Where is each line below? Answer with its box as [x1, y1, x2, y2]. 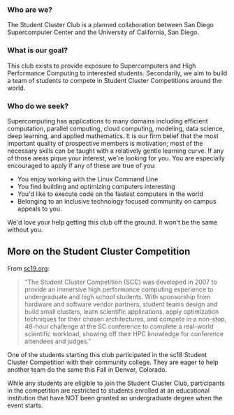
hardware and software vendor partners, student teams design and [24, 300, 218, 308]
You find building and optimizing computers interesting [17, 182, 176, 190]
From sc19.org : [7, 264, 50, 273]
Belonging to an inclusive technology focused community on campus [17, 197, 217, 205]
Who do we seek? [7, 101, 68, 111]
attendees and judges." [24, 337, 92, 345]
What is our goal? [7, 45, 68, 55]
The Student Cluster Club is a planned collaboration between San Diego [7, 21, 214, 29]
